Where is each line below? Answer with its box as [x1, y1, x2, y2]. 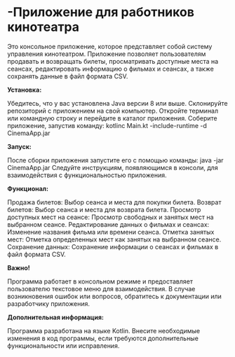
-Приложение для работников [7, 4, 195, 20]
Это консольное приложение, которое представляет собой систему [7, 42, 213, 50]
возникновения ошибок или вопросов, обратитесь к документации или [7, 292, 222, 300]
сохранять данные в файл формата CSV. [7, 71, 128, 80]
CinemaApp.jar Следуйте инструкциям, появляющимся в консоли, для [7, 163, 219, 171]
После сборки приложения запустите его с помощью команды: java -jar [7, 155, 224, 164]
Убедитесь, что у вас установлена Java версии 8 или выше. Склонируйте [7, 99, 228, 107]
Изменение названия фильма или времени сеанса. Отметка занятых [7, 227, 215, 236]
